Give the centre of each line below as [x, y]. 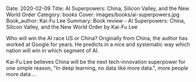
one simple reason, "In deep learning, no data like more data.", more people [97, 68]
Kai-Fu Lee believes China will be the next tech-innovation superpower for [96, 62]
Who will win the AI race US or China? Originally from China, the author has [97, 38]
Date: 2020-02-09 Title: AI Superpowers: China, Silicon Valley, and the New [98, 8]
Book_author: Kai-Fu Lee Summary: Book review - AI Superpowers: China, [96, 21]
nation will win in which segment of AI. [53, 51]
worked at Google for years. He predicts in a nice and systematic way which [98, 44]
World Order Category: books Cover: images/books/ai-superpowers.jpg [93, 15]
